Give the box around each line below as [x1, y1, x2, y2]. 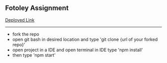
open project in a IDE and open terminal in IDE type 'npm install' [12, 47, 143, 53]
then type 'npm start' [12, 52, 56, 58]
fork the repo [12, 31, 40, 37]
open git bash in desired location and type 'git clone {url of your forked [12, 36, 158, 42]
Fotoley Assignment [5, 4, 69, 12]
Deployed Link [5, 17, 35, 23]
